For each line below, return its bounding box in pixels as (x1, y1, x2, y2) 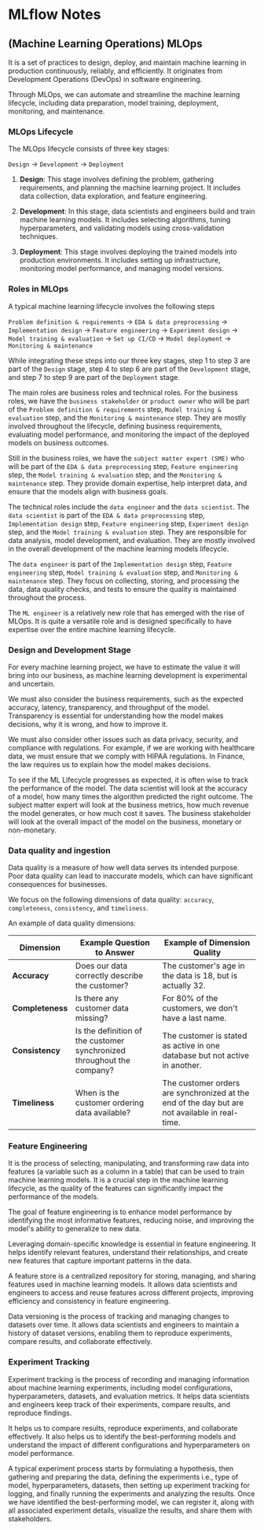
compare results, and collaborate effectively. (8, 1337, 153, 1346)
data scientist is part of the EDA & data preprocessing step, (8, 510, 206, 519)
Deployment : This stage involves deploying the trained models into (19, 247, 237, 257)
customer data (75, 1003, 130, 1014)
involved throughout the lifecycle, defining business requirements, (8, 421, 222, 430)
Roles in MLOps (8, 284, 69, 295)
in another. (162, 1060, 202, 1071)
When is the (75, 1088, 119, 1099)
